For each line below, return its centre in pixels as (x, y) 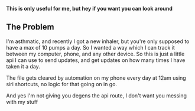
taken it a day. (23, 66)
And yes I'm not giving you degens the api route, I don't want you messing (97, 95)
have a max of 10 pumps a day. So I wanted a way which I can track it (91, 47)
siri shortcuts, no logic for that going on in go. (61, 84)
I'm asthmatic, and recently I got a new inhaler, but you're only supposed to (98, 41)
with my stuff (22, 102)
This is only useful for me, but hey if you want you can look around (90, 9)
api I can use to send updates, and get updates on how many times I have (96, 60)
